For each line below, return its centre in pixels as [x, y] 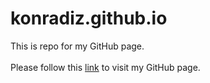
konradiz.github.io [89, 18]
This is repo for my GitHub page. [77, 46]
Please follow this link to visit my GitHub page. [105, 67]
